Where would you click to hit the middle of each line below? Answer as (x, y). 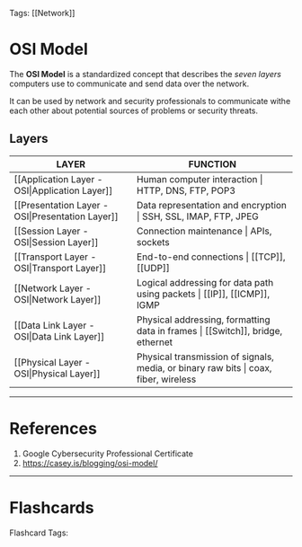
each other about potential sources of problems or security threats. (134, 110)
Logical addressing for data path (205, 282)
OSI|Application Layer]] (63, 190)
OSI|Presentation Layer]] (66, 216)
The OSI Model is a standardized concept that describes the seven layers (145, 74)
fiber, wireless (166, 379)
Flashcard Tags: (39, 533)
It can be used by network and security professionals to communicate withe (150, 101)
